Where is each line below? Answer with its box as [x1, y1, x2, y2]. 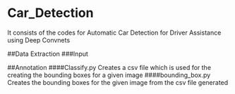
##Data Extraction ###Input [7, 49, 88, 58]
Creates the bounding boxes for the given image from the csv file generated [7, 78, 229, 86]
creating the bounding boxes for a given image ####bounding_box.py [7, 71, 211, 79]
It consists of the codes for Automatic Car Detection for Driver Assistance [7, 28, 222, 37]
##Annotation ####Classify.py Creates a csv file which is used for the [7, 63, 212, 71]
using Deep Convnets [7, 35, 71, 44]
